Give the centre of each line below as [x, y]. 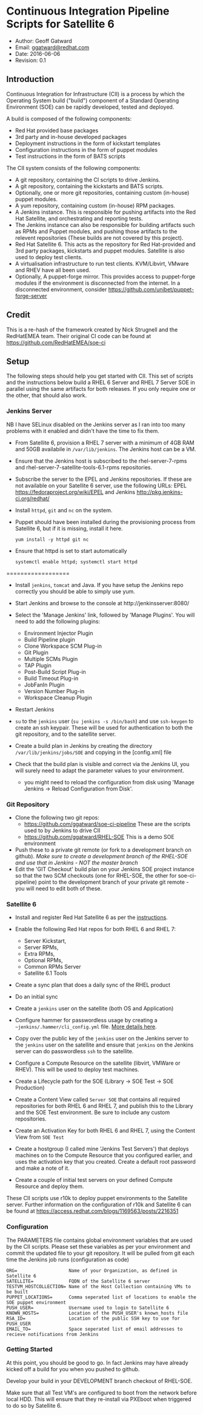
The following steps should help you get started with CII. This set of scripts [100, 376]
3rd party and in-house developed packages [71, 137]
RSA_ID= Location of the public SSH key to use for [93, 1318]
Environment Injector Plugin [58, 633]
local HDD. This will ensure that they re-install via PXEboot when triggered [99, 1399]
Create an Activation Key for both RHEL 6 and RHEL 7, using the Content [105, 1131]
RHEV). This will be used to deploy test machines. [77, 1070]
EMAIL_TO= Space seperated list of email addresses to [95, 1329]
